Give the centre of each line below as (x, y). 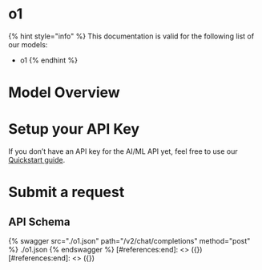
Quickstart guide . (37, 160)
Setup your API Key (74, 129)
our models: (28, 44)
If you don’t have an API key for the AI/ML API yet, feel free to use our (123, 151)
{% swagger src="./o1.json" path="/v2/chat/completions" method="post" (129, 241)
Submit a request (67, 192)
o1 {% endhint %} (49, 60)
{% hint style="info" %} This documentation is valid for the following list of (131, 36)
